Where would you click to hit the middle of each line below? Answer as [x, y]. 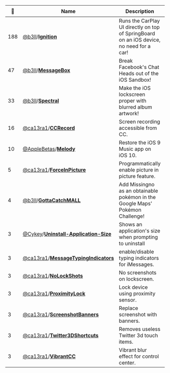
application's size [139, 231]
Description [140, 11]
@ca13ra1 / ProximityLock [54, 294]
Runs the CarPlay [139, 21]
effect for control [139, 356]
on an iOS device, [140, 40]
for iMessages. [136, 264]
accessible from [138, 128]
